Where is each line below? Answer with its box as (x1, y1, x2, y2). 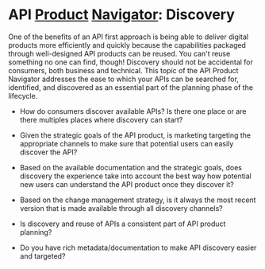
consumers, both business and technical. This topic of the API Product (8, 65, 239, 75)
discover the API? (19, 147, 78, 157)
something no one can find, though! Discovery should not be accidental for (8, 57, 254, 67)
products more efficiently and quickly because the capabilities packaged (8, 40, 246, 49)
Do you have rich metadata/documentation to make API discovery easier (19, 243, 257, 252)
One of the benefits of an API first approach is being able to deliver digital (8, 32, 248, 41)
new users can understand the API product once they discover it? (19, 179, 234, 189)
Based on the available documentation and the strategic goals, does (19, 162, 242, 172)
